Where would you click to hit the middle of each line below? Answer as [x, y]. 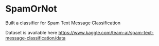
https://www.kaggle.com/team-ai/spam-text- [106, 32]
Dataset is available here [31, 32]
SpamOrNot [31, 9]
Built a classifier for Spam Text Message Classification [63, 23]
